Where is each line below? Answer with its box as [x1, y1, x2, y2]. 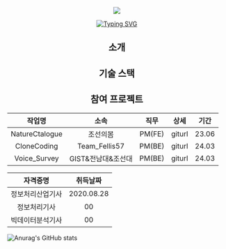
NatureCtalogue [10, 129, 63, 139]
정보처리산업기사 [10, 189, 63, 199]
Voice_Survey [14, 153, 59, 163]
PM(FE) [139, 129, 165, 139]
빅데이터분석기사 [10, 215, 63, 225]
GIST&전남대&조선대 [69, 153, 134, 163]
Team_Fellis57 [77, 141, 125, 151]
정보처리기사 [17, 202, 56, 212]
